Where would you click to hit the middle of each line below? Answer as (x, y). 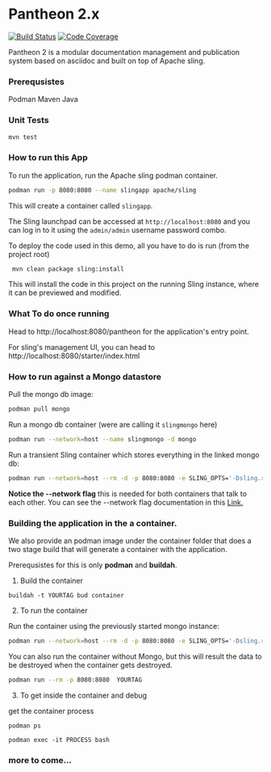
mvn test (23, 137)
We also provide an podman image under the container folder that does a (130, 540)
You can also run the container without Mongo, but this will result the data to (135, 656)
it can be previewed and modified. (65, 293)
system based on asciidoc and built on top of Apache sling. (107, 61)
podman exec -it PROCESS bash (59, 740)
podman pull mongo (39, 409)
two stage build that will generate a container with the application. (118, 549)
